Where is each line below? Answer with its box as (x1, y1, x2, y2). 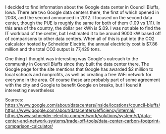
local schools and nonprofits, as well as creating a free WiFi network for (5, 72, 152, 77)
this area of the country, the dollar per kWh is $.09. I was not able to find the (5, 25, 161, 31)
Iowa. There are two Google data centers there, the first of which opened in (5, 9, 160, 15)
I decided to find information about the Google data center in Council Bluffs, (5, 4, 160, 10)
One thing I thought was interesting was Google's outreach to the (5, 56, 138, 61)
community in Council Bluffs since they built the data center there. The (5, 61, 150, 67)
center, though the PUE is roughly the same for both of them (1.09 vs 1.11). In (5, 20, 161, 26)
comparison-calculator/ (5, 123, 54, 129)
